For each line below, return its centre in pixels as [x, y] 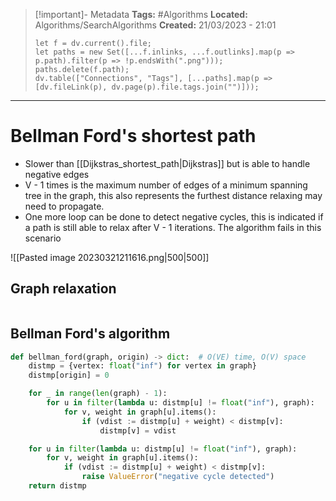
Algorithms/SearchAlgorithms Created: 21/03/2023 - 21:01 [155, 25]
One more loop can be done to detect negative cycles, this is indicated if [174, 216]
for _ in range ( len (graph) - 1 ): [98, 394]
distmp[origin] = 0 [69, 375]
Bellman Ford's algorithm [90, 334]
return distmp [57, 486]
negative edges [57, 174]
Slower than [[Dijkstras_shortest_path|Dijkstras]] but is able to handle [167, 163]
